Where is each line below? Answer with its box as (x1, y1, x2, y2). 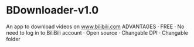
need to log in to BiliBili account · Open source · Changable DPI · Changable (6, 29, 189, 36)
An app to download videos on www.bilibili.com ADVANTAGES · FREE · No (6, 23, 185, 30)
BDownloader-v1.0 (6, 4, 99, 17)
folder (6, 35, 21, 42)
